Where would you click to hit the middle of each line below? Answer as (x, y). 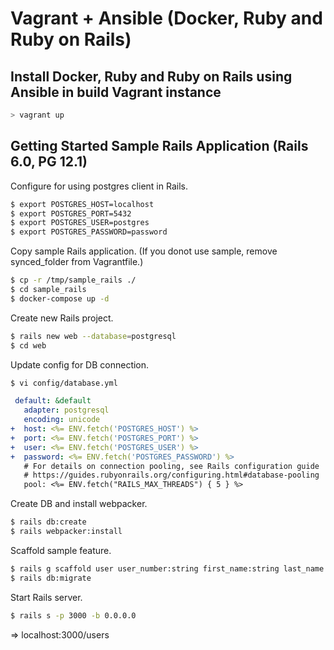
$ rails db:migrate (51, 578)
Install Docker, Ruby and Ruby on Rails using (151, 76)
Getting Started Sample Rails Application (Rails (159, 146)
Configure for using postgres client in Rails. (99, 186)
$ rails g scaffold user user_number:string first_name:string (145, 568)
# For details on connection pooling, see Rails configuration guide (171, 466)
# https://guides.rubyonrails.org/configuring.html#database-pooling (171, 475)
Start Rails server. (46, 597)
